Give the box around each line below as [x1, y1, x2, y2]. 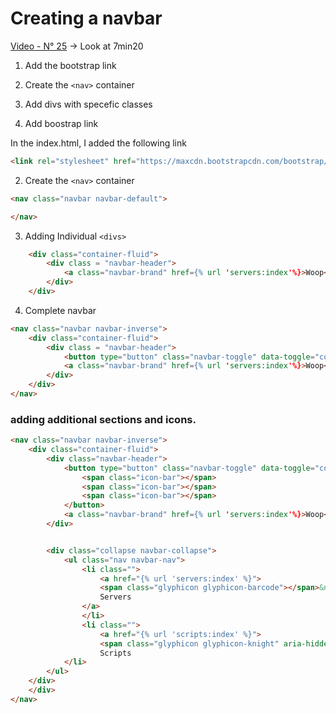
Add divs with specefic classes [24, 98, 153, 110]
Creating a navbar [10, 7, 163, 30]
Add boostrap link [24, 117, 99, 129]
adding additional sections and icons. [10, 412, 197, 426]
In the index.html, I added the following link [10, 137, 187, 149]
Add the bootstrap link [24, 59, 117, 71]
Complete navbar [24, 304, 97, 316]
